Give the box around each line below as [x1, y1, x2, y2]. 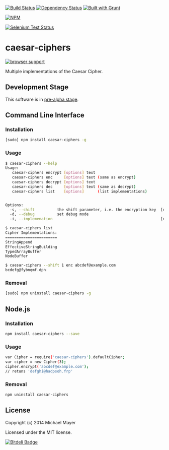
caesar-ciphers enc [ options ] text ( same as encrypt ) [12, 175, 136, 180]
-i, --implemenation [10, 217, 53, 222]
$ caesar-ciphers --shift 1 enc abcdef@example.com [5, 263, 116, 268]
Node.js [5, 305, 31, 313]
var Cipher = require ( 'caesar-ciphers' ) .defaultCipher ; [5, 355, 125, 360]
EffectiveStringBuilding [5, 244, 57, 249]
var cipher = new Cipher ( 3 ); [5, 359, 66, 365]
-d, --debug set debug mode [10, 212, 89, 217]
